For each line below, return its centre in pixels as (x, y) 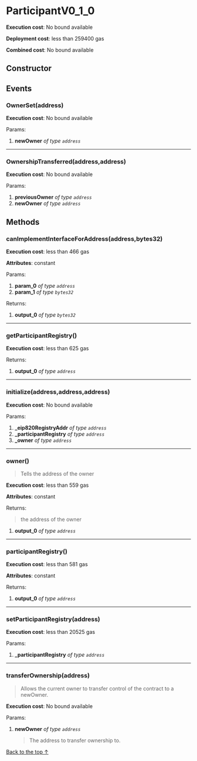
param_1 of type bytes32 (44, 292)
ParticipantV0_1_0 (50, 11)
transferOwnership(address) (48, 676)
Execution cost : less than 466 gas (48, 252)
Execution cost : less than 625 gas (47, 348)
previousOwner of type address (53, 197)
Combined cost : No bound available (50, 50)
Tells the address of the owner (57, 473)
